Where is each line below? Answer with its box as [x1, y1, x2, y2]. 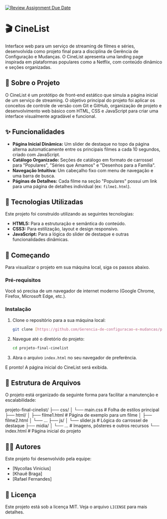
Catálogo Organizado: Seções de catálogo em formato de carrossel [12, 157, 153, 163]
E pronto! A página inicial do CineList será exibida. [5, 364, 108, 370]
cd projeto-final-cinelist [12, 345, 69, 350]
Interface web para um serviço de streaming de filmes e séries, [5, 43, 136, 49]
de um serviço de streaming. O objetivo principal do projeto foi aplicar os [5, 97, 156, 103]
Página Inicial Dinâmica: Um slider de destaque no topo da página [12, 141, 150, 147]
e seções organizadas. [5, 64, 52, 70]
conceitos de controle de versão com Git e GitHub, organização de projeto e [5, 102, 162, 108]
